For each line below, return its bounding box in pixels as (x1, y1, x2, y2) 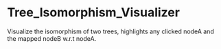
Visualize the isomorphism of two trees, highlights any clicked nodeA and (7, 27, 214, 35)
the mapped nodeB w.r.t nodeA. (7, 34, 97, 42)
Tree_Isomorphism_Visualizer (7, 5, 181, 20)
